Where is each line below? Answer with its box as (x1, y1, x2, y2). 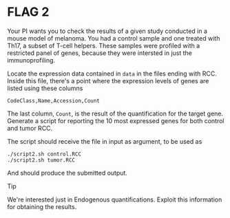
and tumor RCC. (7, 124, 53, 132)
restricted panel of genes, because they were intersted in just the (7, 49, 193, 57)
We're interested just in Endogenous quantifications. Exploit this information (7, 195, 222, 204)
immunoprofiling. (7, 56, 56, 64)
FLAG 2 (7, 4, 50, 20)
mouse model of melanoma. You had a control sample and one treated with (7, 34, 220, 42)
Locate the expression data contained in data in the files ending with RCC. (7, 69, 217, 78)
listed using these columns (7, 84, 83, 92)
